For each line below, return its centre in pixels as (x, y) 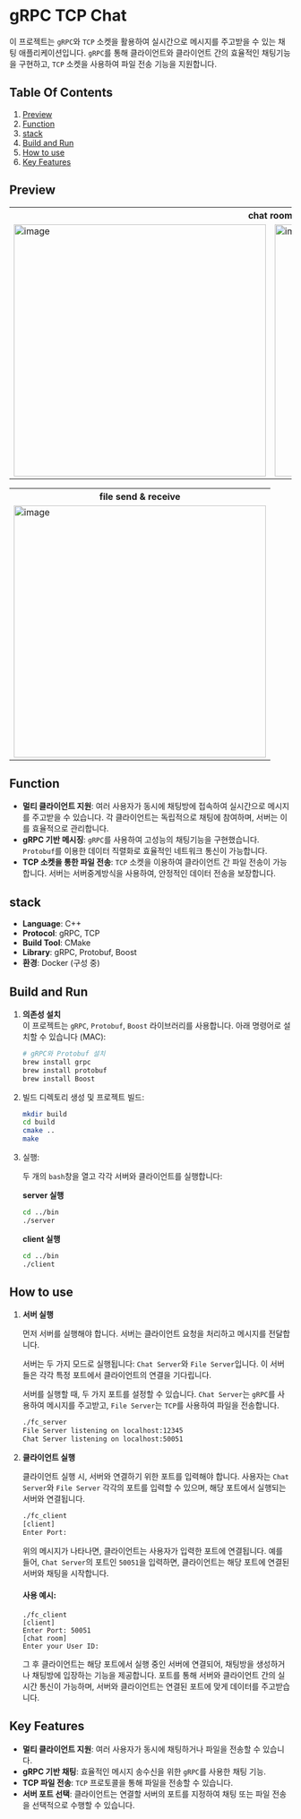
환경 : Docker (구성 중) (61, 963)
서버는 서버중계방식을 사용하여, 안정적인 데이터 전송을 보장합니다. (162, 874)
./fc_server (44, 1422)
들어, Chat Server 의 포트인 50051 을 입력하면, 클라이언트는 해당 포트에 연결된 (155, 1562)
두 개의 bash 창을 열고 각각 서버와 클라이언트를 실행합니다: (122, 1176)
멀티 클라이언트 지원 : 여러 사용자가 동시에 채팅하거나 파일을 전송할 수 (142, 1749)
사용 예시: (39, 1595)
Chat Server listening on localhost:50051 (103, 1439)
